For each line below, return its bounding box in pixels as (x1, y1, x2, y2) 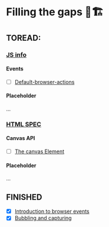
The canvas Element (14, 148, 65, 155)
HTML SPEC (6, 120, 41, 128)
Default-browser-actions (14, 78, 75, 85)
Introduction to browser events (14, 208, 90, 215)
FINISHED (6, 192, 42, 202)
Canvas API (6, 135, 35, 142)
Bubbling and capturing (14, 215, 72, 222)
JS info (6, 50, 27, 59)
